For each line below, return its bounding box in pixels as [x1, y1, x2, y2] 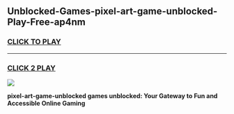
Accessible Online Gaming [7, 99, 86, 107]
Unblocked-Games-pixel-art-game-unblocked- [7, 6, 218, 17]
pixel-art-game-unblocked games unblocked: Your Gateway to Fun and [7, 91, 218, 99]
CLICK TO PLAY [7, 37, 61, 47]
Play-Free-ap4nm [7, 17, 86, 28]
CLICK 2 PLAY [7, 63, 56, 73]
